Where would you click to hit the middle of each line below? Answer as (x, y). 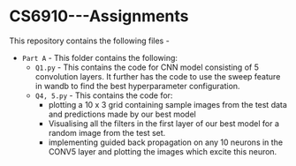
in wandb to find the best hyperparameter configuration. (137, 86)
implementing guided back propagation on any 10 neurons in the (166, 142)
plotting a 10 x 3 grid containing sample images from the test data (167, 104)
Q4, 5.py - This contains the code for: (104, 95)
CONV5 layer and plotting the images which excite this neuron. (163, 151)
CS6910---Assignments (99, 16)
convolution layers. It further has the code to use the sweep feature (158, 76)
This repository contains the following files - (89, 41)
